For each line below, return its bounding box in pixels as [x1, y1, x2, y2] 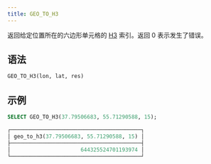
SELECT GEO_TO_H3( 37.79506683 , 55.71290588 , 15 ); [7, 114, 158, 121]
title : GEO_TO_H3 [7, 10, 59, 18]
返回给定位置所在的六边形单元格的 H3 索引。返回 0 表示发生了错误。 [7, 31, 207, 39]
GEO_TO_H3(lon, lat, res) [7, 72, 84, 80]
